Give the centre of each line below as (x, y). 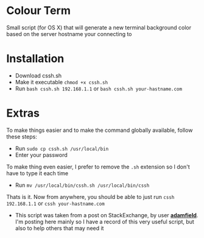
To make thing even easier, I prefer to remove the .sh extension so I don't (98, 167)
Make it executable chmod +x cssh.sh (62, 82)
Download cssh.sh (38, 75)
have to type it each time (37, 173)
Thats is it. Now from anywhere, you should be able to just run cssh (90, 197)
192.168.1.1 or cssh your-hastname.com (55, 203)
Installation (35, 59)
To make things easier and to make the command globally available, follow (100, 130)
